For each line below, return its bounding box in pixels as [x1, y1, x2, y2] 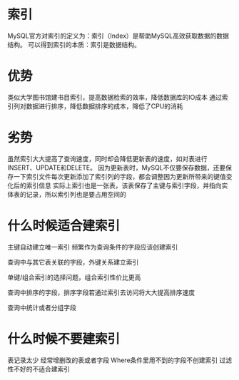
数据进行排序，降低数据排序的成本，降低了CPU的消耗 [26, 101, 183, 111]
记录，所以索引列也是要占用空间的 [26, 190, 126, 198]
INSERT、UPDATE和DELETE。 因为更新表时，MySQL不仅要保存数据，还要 [7, 163, 226, 172]
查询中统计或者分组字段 [7, 303, 76, 312]
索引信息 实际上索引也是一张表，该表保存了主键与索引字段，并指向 [26, 181, 222, 190]
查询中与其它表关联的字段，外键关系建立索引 [7, 257, 139, 266]
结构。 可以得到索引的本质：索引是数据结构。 [7, 40, 141, 48]
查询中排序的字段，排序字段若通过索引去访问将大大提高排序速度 [7, 288, 195, 297]
